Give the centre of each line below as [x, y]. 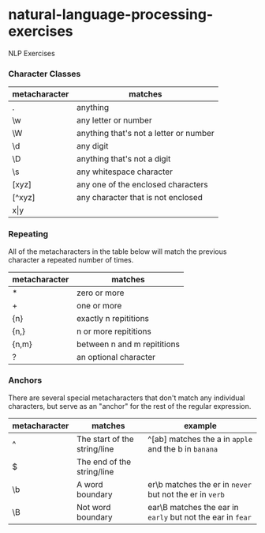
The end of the [104, 462]
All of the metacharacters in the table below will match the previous [118, 251]
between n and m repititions [128, 344]
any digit [92, 146]
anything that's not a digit [123, 159]
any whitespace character [125, 172]
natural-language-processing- [111, 15]
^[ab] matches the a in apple [200, 439]
